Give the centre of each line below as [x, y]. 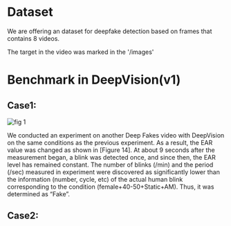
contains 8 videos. [34, 38]
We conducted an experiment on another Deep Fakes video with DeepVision [116, 135]
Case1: [22, 105]
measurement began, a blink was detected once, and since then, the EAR [111, 157]
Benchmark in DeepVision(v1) [94, 80]
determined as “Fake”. [39, 194]
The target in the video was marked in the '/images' [81, 52]
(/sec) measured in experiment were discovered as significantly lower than [113, 172]
